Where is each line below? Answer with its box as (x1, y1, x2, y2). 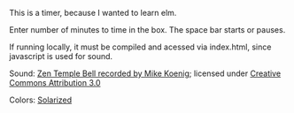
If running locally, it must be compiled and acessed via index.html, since (9, 41, 272, 52)
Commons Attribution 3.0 (9, 78, 101, 87)
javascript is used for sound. (9, 51, 113, 61)
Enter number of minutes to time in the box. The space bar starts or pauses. (9, 25, 286, 34)
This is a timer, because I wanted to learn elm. (9, 8, 177, 18)
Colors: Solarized (9, 94, 73, 105)
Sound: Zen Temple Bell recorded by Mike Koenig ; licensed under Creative (9, 68, 282, 79)
